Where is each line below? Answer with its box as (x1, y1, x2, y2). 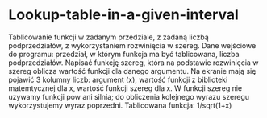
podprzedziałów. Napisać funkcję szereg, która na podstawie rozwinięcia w (8, 58, 259, 67)
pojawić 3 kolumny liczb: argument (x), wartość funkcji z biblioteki (8, 75, 228, 84)
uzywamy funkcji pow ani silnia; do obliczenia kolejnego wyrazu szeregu (8, 92, 250, 101)
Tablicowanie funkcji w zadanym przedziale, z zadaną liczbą (8, 32, 210, 42)
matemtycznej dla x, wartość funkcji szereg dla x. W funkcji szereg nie (8, 83, 243, 93)
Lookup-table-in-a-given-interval (8, 6, 240, 24)
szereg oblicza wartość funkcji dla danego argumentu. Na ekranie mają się (8, 66, 257, 75)
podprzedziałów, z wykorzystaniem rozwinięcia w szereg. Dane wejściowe (8, 40, 257, 50)
